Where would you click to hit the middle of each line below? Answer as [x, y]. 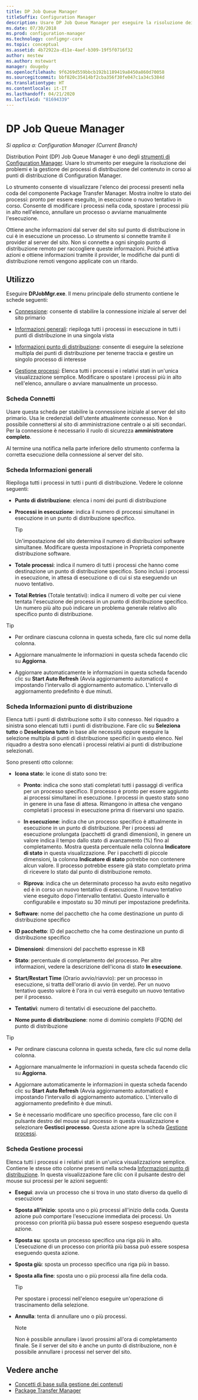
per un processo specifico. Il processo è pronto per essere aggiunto [106, 792]
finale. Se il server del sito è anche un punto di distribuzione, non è [95, 1345]
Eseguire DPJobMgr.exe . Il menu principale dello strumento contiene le [93, 294]
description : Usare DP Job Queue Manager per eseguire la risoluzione [95, 22]
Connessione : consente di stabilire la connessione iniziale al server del [100, 311]
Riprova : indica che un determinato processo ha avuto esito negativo [107, 883]
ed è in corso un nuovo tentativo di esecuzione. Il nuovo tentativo [103, 890]
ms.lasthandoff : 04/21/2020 [41, 94]
